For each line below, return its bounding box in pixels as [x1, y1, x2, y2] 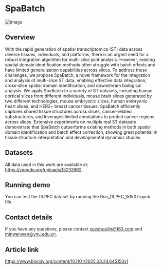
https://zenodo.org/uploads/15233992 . [5, 166, 83, 172]
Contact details [5, 213, 53, 221]
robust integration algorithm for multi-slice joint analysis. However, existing [5, 57, 155, 62]
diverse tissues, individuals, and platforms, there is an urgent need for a [5, 51, 149, 57]
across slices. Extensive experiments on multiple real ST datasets [5, 119, 136, 124]
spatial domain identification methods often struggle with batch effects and [5, 62, 156, 67]
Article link [5, 245, 39, 254]
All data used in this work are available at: [5, 162, 89, 167]
